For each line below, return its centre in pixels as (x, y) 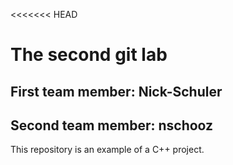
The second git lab (89, 55)
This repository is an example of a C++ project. (107, 150)
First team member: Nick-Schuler (116, 91)
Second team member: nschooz (112, 125)
